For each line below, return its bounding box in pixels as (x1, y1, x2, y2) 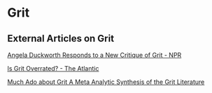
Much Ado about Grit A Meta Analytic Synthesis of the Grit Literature (7, 78, 205, 86)
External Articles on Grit (7, 33, 114, 44)
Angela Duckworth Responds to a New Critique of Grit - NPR (7, 51, 182, 59)
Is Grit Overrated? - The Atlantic (7, 65, 99, 72)
